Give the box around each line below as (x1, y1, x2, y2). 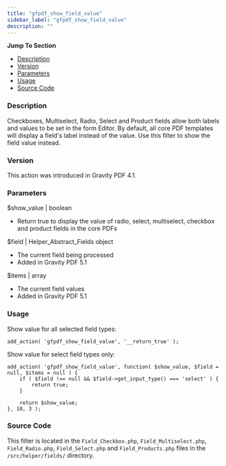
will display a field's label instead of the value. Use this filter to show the (7, 131, 211, 139)
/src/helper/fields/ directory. (7, 451, 95, 459)
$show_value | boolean (7, 204, 72, 212)
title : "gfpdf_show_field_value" (7, 10, 103, 17)
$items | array (7, 271, 47, 280)
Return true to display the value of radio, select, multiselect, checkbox (16, 217, 215, 225)
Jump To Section (7, 42, 56, 50)
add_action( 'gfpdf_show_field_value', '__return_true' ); (7, 338, 179, 345)
